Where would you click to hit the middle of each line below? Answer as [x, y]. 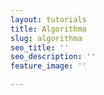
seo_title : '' [40, 47]
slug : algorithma [46, 38]
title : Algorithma [48, 29]
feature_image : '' [48, 66]
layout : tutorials [48, 19]
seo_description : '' [53, 57]
